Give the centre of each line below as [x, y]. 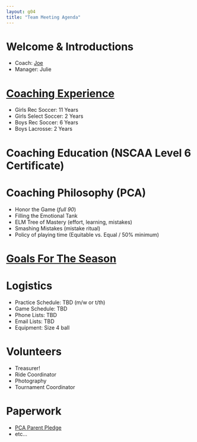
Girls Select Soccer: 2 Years [49, 116]
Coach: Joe [29, 63]
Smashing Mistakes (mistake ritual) [58, 228]
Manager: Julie [33, 70]
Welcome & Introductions [70, 47]
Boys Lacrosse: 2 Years [44, 129]
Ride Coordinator [36, 374]
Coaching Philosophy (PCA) [76, 192]
